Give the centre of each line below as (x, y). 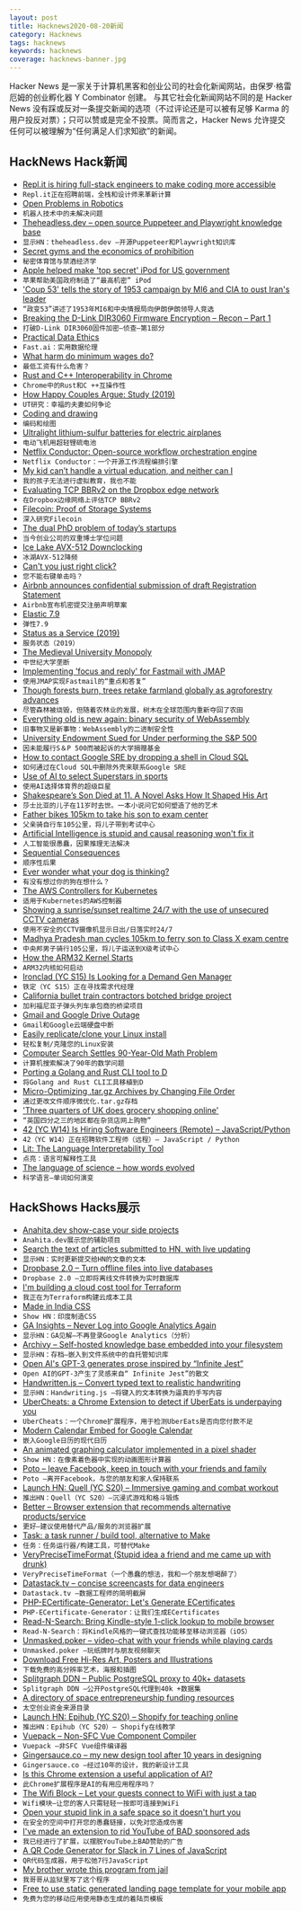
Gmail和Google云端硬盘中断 (68, 1025)
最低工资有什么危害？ (56, 366)
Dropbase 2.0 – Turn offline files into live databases (118, 1268)
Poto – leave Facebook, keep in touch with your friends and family (144, 1468)
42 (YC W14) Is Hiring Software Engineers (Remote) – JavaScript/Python (156, 1129)
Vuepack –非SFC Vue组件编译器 (75, 1746)
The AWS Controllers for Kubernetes (90, 890)
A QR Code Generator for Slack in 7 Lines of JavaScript (124, 1850)
